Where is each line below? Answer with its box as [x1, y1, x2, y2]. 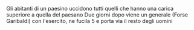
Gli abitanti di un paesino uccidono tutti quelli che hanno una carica [6, 5, 174, 12]
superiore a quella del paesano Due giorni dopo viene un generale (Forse [6, 11, 189, 18]
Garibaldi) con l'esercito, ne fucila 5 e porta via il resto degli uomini [6, 18, 173, 24]
